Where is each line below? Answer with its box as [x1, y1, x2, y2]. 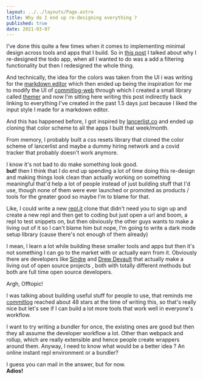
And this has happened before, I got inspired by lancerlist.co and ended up [6, 118, 194, 125]
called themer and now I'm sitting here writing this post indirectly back [6, 93, 182, 100]
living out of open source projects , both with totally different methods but [6, 262, 191, 269]
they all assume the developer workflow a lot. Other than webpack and [6, 330, 184, 337]
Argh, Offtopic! [6, 280, 44, 288]
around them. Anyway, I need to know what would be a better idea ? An [6, 342, 185, 350]
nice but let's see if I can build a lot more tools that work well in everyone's [6, 305, 193, 312]
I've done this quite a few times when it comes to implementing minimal [6, 43, 185, 50]
